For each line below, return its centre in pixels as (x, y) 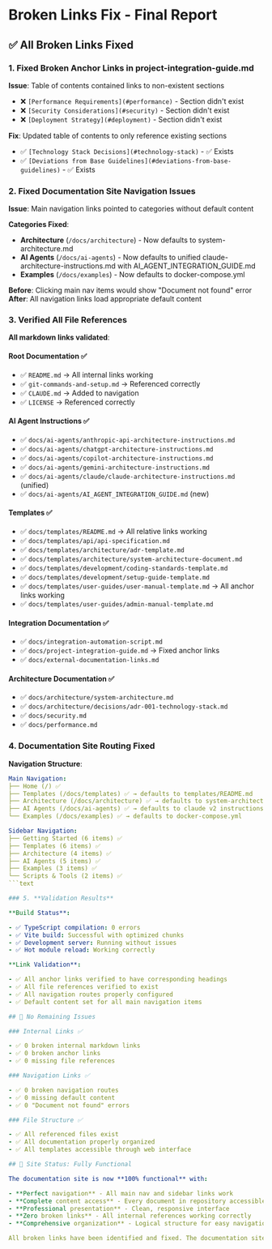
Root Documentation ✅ (48, 356)
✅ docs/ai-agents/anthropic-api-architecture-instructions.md (127, 439)
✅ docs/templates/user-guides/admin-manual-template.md (117, 604)
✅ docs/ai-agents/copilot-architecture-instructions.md (117, 458)
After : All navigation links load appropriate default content (105, 299)
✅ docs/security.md (53, 716)
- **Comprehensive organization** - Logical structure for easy (119, 1224)
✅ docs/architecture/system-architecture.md (97, 697)
